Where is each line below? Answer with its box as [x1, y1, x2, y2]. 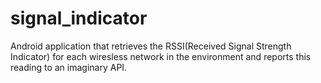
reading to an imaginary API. [10, 61, 128, 73]
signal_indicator [10, 7, 148, 30]
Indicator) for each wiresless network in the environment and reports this [10, 50, 312, 62]
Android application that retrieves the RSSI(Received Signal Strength [10, 40, 292, 52]
